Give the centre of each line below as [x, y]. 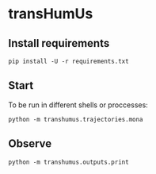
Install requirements [59, 43]
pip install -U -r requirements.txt [68, 61]
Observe [30, 144]
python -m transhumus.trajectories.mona [76, 119]
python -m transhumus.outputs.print [68, 162]
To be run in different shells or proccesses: [78, 105]
